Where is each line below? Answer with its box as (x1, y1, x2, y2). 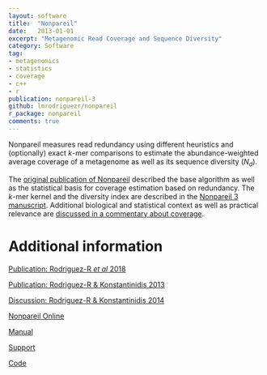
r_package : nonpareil (8, 110, 82, 118)
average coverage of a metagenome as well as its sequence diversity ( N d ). (8, 156, 257, 168)
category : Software (8, 42, 74, 50)
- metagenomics (8, 58, 60, 66)
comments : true (8, 117, 60, 126)
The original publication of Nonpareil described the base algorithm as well (8, 174, 255, 184)
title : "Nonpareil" (8, 19, 78, 28)
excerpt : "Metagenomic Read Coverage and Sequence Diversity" (8, 34, 222, 43)
